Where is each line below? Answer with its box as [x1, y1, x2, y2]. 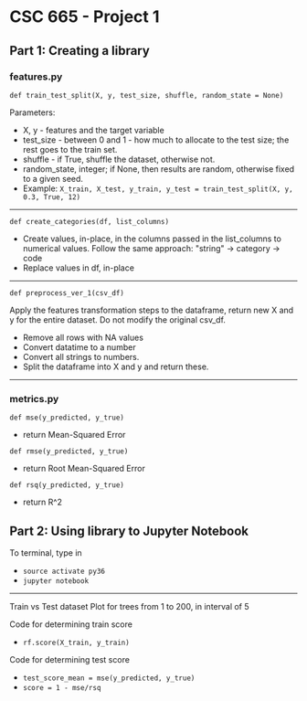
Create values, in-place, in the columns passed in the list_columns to [22, 233, 281, 244]
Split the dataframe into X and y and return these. [22, 361, 209, 372]
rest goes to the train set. [22, 143, 118, 154]
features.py [9, 70, 63, 83]
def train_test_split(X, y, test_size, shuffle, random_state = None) [9, 90, 284, 100]
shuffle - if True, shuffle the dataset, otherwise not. [22, 154, 216, 165]
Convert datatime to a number [22, 341, 136, 353]
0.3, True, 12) [22, 192, 81, 202]
